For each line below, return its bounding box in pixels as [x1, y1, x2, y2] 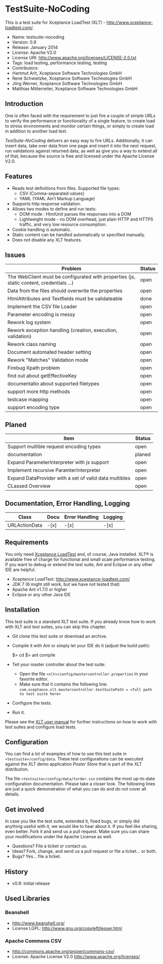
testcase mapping [7, 396, 49, 403]
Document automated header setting [7, 349, 91, 356]
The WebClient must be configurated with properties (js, [7, 274, 136, 280]
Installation [5, 606, 40, 614]
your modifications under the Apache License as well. [5, 834, 113, 840]
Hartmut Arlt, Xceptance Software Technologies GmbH [12, 70, 122, 76]
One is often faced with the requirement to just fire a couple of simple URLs [5, 113, 156, 119]
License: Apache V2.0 [12, 50, 57, 55]
